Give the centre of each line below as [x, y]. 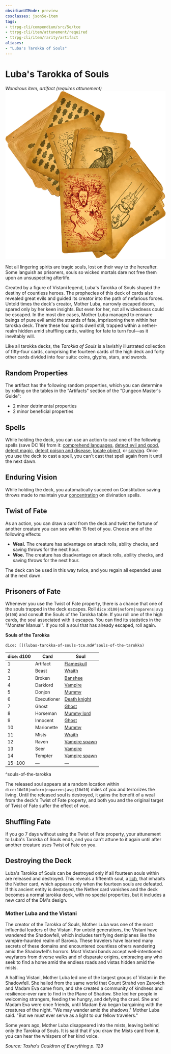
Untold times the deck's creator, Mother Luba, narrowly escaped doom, [80, 304]
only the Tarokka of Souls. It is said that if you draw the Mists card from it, [83, 1031]
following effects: [23, 534]
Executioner [47, 699]
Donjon [42, 692]
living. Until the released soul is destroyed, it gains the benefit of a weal [80, 795]
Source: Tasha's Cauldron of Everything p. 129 [54, 1046]
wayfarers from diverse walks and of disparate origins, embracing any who [84, 957]
